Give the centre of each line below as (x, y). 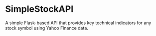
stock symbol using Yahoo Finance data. (47, 28)
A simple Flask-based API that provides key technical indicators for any (78, 23)
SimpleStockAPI (39, 9)
